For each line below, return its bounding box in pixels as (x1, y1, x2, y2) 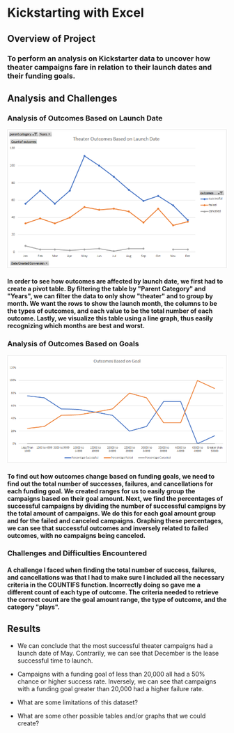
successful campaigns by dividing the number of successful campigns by (7, 502, 226, 510)
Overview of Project (7, 33, 96, 45)
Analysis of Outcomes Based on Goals (7, 339, 139, 349)
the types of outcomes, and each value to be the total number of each (7, 307, 213, 315)
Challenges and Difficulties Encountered (7, 548, 148, 558)
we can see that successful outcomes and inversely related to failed (7, 524, 209, 532)
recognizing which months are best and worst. (7, 322, 145, 330)
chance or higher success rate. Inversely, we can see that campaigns (17, 677, 217, 686)
